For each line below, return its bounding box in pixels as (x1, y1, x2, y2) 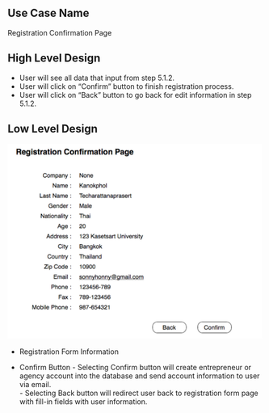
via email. (19, 380, 52, 390)
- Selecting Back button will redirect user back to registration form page (19, 388, 259, 398)
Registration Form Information (19, 347, 119, 356)
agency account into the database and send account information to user (19, 371, 260, 381)
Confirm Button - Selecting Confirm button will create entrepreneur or (19, 363, 252, 373)
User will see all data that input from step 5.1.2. (19, 73, 175, 82)
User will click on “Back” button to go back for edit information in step (19, 90, 252, 99)
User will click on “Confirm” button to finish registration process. (19, 81, 234, 91)
